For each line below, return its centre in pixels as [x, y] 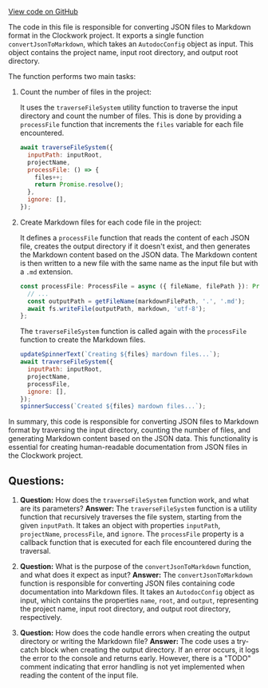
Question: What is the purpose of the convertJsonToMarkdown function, [135, 567]
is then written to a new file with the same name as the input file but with [139, 263]
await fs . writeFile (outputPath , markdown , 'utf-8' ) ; [117, 308]
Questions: [36, 481]
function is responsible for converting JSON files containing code [127, 583]
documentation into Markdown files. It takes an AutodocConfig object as [137, 592]
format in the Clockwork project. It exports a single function [106, 36]
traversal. [35, 551]
